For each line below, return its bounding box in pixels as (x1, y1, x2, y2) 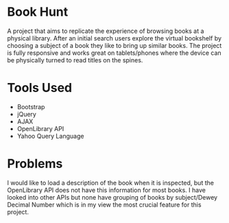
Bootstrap (16, 102, 45, 110)
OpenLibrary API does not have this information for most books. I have (7, 186, 206, 194)
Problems (7, 156, 63, 172)
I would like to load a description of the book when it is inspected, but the (7, 178, 215, 187)
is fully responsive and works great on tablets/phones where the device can (7, 49, 221, 57)
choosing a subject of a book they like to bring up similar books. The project (7, 41, 222, 49)
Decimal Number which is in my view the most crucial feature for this (7, 200, 202, 209)
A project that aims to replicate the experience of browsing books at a (7, 27, 204, 35)
